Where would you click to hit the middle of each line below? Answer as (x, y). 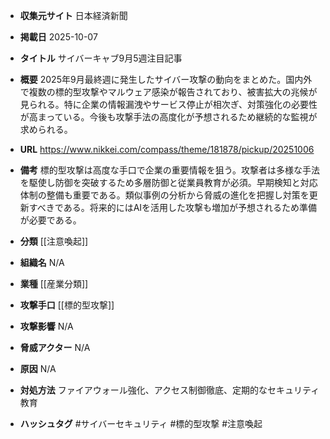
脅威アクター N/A (55, 347)
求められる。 (46, 129)
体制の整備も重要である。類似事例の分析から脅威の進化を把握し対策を (164, 195)
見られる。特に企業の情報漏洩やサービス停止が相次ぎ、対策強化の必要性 (168, 104)
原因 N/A (38, 368)
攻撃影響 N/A (46, 326)
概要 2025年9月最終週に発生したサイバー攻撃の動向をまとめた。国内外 (166, 79)
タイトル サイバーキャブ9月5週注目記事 (101, 58)
